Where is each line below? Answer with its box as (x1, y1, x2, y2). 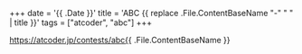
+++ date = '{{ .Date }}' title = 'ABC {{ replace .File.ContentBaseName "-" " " (9, 8, 294, 18)
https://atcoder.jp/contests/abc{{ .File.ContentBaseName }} (9, 35, 231, 45)
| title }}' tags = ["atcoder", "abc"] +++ (9, 17, 153, 28)
